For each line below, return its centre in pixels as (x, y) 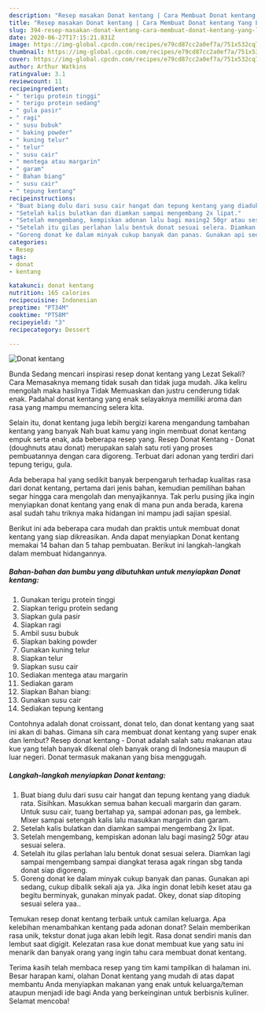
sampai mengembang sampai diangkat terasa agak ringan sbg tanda (131, 862)
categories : (28, 242)
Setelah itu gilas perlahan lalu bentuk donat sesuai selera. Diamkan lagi (135, 854)
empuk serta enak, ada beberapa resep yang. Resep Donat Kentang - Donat (132, 440)
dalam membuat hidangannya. (58, 554)
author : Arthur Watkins (48, 67)
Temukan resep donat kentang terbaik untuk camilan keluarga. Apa (118, 919)
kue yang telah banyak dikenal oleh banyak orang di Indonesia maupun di (128, 749)
